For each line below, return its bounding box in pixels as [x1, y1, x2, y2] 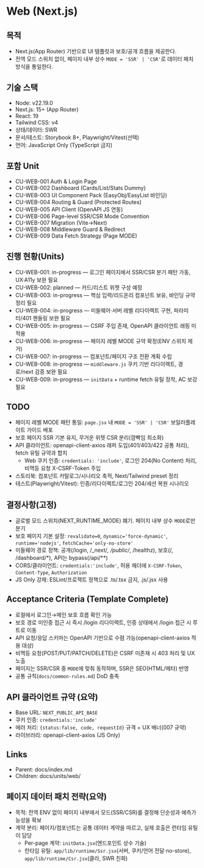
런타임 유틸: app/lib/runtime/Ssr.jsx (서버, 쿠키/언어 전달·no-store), [24, 847, 191, 855]
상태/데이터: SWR [15, 126, 57, 133]
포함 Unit [6, 161, 40, 172]
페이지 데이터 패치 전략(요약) [6, 791, 107, 802]
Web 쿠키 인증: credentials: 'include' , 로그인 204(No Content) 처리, [24, 457, 197, 464]
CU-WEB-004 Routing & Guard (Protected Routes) [15, 198, 142, 206]
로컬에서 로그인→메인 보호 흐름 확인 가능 [15, 611, 112, 618]
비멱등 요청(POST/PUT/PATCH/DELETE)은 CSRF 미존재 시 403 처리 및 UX [15, 649, 195, 657]
